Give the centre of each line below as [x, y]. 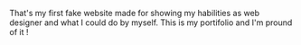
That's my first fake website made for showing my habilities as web [135, 13]
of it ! [19, 32]
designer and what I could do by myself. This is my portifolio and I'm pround [151, 22]
